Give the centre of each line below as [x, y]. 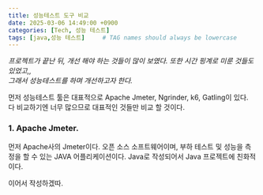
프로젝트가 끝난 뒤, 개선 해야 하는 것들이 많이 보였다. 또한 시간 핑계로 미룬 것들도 [131, 61]
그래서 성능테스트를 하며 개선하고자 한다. [70, 81]
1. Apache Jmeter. [43, 129]
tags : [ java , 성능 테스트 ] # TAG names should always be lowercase [122, 37]
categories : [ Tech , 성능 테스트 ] [59, 30]
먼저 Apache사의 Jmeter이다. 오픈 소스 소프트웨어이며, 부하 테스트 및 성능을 [126, 146]
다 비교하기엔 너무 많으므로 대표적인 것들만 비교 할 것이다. [97, 107]
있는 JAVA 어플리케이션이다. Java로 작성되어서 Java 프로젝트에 [137, 156]
